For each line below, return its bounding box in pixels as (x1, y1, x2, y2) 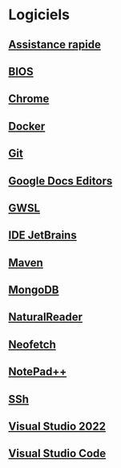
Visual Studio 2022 (8, 420, 107, 433)
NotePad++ (8, 365, 67, 379)
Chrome (8, 92, 50, 106)
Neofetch (8, 337, 56, 351)
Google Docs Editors (8, 174, 113, 188)
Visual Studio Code (8, 447, 107, 461)
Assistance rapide (8, 38, 102, 51)
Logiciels (8, 6, 71, 24)
